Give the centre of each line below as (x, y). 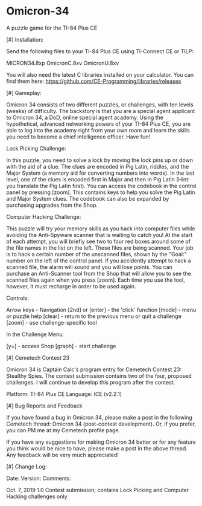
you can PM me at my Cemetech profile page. (63, 430)
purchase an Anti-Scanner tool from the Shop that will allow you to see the (99, 273)
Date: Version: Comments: (39, 478)
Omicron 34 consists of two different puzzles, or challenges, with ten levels (100, 105)
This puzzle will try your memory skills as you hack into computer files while (101, 229)
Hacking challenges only (37, 496)
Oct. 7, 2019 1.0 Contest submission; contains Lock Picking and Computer (98, 490)
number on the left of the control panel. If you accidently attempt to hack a (99, 261)
